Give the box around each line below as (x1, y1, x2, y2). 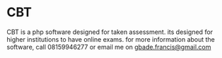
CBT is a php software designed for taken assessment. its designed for (6, 28, 214, 36)
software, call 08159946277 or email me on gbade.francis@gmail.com (6, 42, 211, 51)
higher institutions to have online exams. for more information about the (6, 35, 215, 43)
